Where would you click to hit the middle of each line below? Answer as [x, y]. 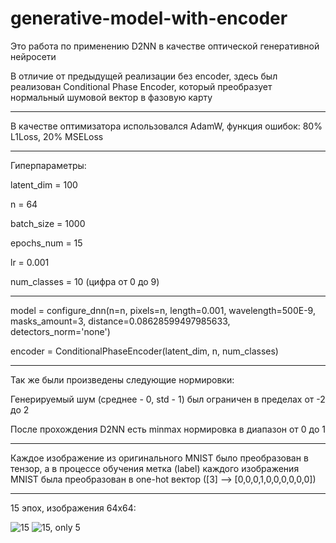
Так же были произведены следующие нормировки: [122, 379]
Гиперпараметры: [48, 165]
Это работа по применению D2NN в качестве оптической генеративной [165, 46]
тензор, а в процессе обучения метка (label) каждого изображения [155, 468]
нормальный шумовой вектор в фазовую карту [111, 97]
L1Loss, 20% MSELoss [57, 136]
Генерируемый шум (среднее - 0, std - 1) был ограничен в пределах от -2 [168, 399]
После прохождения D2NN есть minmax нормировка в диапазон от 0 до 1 [168, 429]
